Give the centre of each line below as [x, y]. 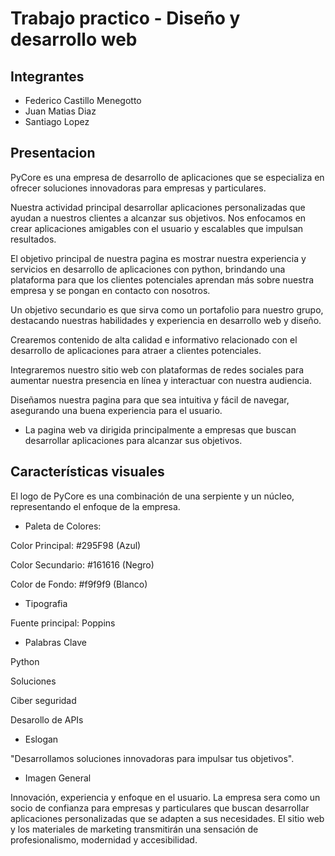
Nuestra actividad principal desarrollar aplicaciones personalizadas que [158, 207]
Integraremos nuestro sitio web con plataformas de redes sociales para [157, 369]
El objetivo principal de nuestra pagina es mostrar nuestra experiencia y [158, 258]
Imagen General [58, 778]
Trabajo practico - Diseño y [125, 18]
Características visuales [87, 472]
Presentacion [53, 153]
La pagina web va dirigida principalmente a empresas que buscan [160, 429]
